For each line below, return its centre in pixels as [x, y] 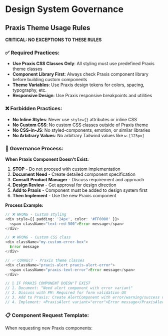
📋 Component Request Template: [47, 315]
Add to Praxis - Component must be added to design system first [80, 190]
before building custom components [50, 80]
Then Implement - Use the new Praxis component [64, 195]
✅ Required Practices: [32, 53]
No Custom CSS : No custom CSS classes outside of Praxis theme [80, 125]
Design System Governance [64, 9]
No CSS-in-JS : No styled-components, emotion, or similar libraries [81, 130]
